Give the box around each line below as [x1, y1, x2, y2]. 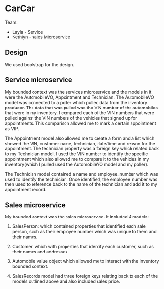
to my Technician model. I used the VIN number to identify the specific [5, 151, 148, 157]
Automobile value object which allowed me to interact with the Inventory [12, 258, 159, 264]
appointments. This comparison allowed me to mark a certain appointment [5, 120, 156, 126]
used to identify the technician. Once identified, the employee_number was [5, 176, 158, 182]
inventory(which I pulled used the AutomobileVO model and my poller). [5, 161, 149, 167]
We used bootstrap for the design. [5, 61, 75, 67]
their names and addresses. [12, 249, 69, 254]
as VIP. [5, 125, 20, 131]
